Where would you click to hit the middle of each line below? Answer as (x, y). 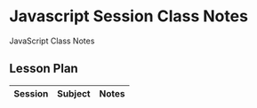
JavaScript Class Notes (52, 41)
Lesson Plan (44, 69)
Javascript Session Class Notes (129, 16)
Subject (74, 93)
